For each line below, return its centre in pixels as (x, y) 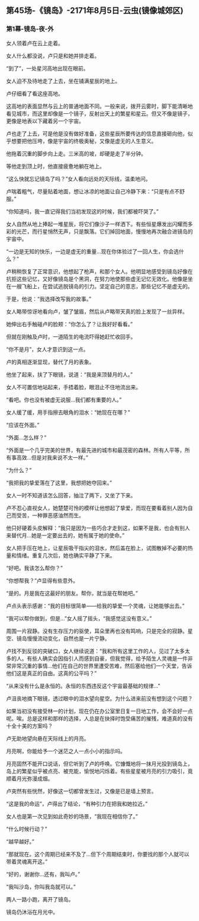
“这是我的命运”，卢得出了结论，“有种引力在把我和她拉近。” (77, 804)
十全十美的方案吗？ (30, 726)
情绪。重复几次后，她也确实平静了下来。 (66, 555)
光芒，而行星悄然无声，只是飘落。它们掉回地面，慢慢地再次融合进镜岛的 (105, 231)
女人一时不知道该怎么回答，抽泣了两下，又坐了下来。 (71, 495)
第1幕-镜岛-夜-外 (30, 29)
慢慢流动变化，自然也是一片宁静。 (68, 638)
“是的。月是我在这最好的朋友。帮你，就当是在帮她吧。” (72, 593)
